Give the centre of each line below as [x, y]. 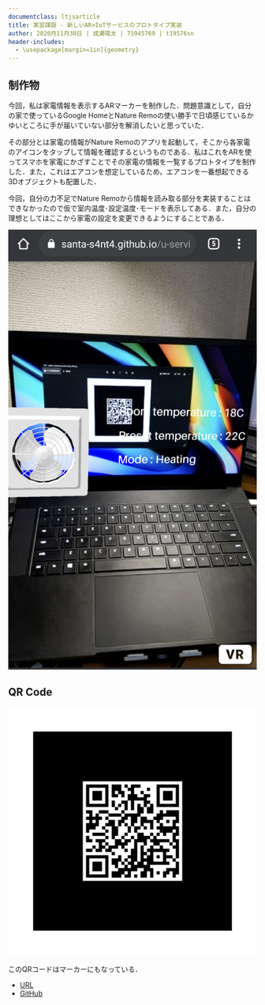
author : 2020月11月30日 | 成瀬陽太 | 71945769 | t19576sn [101, 33]
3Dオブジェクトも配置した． [54, 181]
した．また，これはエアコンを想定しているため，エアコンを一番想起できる [129, 171]
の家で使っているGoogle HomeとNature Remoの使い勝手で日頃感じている [127, 115]
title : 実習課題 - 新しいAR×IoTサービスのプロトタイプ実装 [95, 25]
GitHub [31, 994]
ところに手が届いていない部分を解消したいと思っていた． [115, 125]
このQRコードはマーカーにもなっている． [75, 969]
